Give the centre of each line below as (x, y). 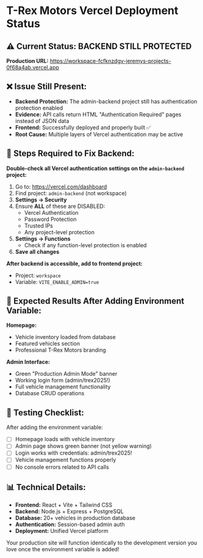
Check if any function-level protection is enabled (86, 245)
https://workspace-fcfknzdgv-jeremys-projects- (110, 61)
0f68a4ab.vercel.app (33, 67)
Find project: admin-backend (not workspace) (71, 193)
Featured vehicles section (48, 344)
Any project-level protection (59, 232)
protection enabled (39, 108)
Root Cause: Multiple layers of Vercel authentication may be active (99, 134)
